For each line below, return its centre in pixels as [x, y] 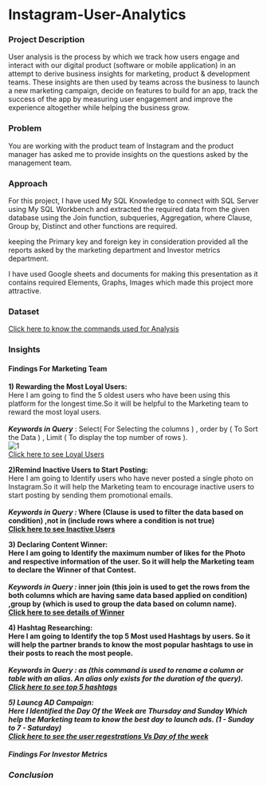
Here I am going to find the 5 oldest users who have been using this [120, 395]
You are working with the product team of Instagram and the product [121, 146]
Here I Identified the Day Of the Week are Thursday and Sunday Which [128, 710]
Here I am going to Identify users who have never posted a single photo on [131, 478]
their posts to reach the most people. [71, 653]
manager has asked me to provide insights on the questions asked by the [128, 154]
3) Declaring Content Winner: [58, 544]
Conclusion [31, 775]
